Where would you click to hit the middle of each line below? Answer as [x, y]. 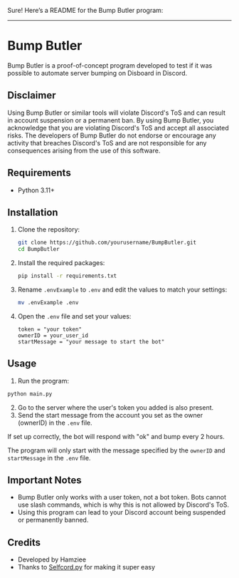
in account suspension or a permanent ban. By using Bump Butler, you [111, 120]
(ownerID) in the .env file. [55, 423]
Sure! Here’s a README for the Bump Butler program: [85, 10]
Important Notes [44, 480]
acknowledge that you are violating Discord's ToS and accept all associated [118, 128]
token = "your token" [49, 329]
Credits [24, 542]
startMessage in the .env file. [49, 458]
